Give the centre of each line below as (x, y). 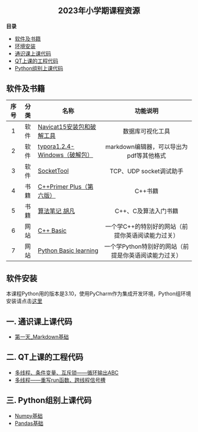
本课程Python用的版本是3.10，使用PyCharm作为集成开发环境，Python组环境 (99, 294)
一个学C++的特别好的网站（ (144, 227)
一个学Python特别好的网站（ (143, 246)
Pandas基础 (29, 423)
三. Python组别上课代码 (49, 400)
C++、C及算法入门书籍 (146, 211)
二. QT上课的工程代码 (45, 357)
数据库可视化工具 (147, 131)
